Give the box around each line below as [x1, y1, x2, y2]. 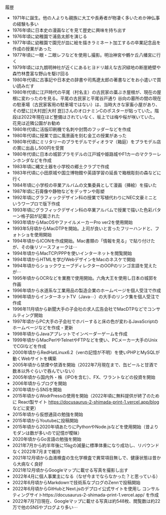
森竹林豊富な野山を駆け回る [12, 71, 69, 76]
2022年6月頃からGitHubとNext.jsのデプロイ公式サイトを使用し [12, 486, 141, 492]
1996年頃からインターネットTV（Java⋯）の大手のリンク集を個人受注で [12, 294, 160, 299]
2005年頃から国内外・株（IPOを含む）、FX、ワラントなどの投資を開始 [12, 374, 156, 380]
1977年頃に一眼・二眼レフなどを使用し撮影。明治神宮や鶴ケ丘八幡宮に [12, 52, 157, 58]
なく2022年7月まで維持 [12, 449, 61, 455]
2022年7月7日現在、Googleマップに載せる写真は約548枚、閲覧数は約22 [12, 498, 161, 504]
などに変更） [12, 405, 39, 411]
